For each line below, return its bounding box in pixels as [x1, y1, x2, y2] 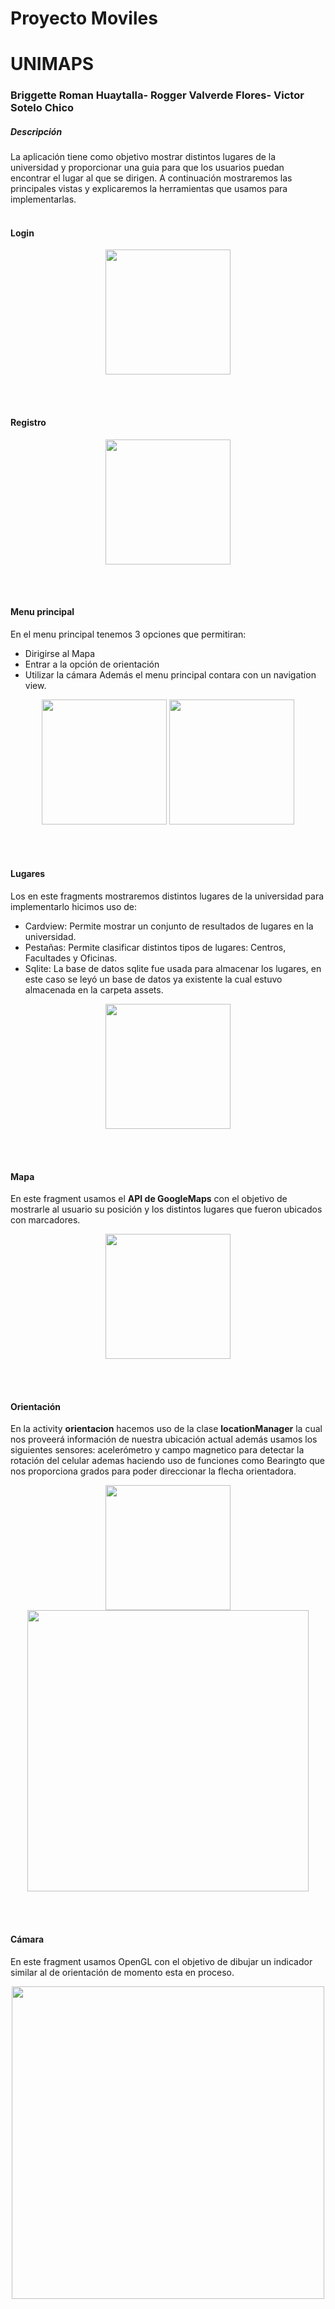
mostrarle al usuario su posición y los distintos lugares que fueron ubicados [10, 1203, 323, 1216]
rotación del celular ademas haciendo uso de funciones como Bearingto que [10, 1455, 325, 1467]
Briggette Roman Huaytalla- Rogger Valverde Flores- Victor [10, 88, 305, 102]
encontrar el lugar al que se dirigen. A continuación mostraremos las [10, 172, 293, 184]
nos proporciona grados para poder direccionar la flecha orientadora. [10, 1465, 297, 1477]
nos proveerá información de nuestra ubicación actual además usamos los [10, 1433, 318, 1446]
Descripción [10, 125, 63, 137]
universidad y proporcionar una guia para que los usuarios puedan [10, 162, 285, 174]
